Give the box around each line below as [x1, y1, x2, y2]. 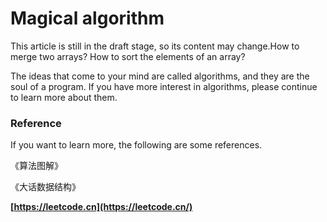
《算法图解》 [10, 160, 63, 172]
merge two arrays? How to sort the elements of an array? [10, 50, 246, 62]
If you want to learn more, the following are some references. [10, 139, 263, 151]
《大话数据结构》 [10, 181, 81, 193]
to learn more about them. [10, 91, 118, 103]
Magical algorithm [10, 7, 165, 30]
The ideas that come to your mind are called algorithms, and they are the [10, 70, 310, 82]
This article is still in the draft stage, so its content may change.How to [10, 40, 300, 52]
